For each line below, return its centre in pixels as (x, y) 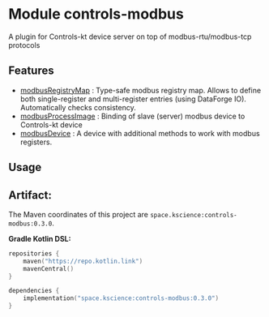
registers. (36, 142)
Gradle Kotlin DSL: (40, 238)
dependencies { (34, 291)
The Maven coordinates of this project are (78, 214)
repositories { (34, 253)
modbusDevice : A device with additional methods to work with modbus (140, 133)
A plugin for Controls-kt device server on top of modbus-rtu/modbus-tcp (130, 36)
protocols (24, 45)
